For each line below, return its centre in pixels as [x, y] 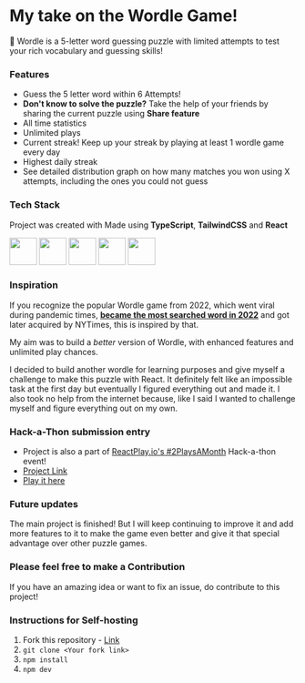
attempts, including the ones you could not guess [115, 181]
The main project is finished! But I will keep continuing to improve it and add [152, 524]
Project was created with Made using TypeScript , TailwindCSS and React [149, 225]
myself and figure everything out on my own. [94, 408]
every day [41, 152]
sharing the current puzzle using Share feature [111, 114]
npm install [45, 660]
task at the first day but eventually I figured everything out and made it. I [145, 389]
